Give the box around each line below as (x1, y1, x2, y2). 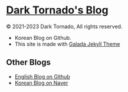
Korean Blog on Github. (14, 34, 72, 41)
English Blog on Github (14, 73, 71, 80)
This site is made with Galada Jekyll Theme (14, 40, 120, 47)
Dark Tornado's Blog (6, 4, 109, 17)
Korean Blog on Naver (14, 79, 68, 86)
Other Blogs (6, 57, 51, 67)
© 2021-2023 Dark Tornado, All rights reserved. (6, 23, 123, 30)
